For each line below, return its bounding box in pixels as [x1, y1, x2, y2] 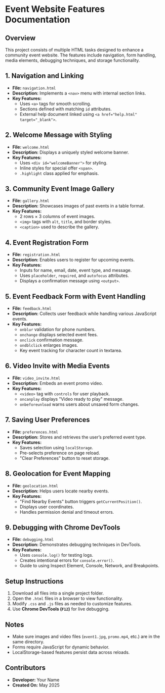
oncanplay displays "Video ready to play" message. [19, 396, 124, 402]
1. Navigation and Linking [5, 72, 84, 80]
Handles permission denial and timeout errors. [19, 509, 114, 515]
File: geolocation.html [12, 482, 58, 488]
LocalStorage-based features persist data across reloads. [12, 649, 130, 655]
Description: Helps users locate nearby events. [12, 488, 109, 494]
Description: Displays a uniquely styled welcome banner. [12, 149, 129, 155]
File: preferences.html [12, 428, 58, 434]
